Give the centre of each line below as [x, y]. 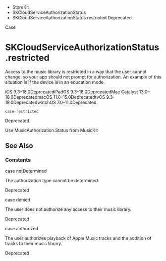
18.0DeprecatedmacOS [29, 97]
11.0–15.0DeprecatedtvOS [79, 97]
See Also [19, 146]
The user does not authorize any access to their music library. [68, 209]
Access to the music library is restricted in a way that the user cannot [76, 71]
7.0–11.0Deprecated [77, 102]
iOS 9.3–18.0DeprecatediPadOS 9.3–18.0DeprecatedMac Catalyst [72, 92]
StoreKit [21, 7]
